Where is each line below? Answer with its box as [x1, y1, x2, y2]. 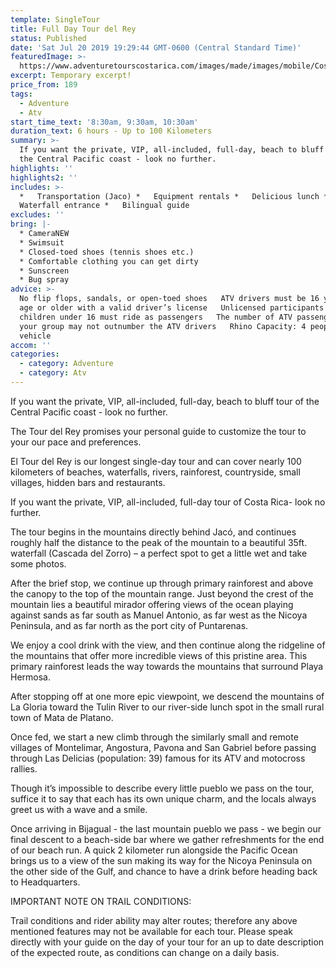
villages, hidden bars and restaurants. [10, 476, 166, 488]
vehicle [19, 331, 52, 341]
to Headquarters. [10, 876, 81, 888]
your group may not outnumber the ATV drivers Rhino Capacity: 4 [19, 321, 307, 331]
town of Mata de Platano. [10, 711, 114, 723]
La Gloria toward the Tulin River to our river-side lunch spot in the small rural [10, 701, 325, 713]
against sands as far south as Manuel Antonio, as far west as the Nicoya [10, 609, 308, 621]
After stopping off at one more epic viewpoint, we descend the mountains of [10, 690, 325, 702]
